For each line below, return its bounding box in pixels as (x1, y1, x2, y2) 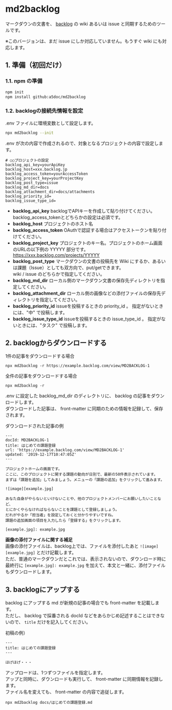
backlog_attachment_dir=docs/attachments (5, 189, 95, 194)
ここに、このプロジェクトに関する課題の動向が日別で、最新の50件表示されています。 (5, 472, 158, 477)
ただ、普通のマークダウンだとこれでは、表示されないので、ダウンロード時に (5, 556, 166, 562)
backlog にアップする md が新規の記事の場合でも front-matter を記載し (5, 600, 155, 606)
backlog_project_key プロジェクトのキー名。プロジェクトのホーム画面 (12, 239, 163, 246)
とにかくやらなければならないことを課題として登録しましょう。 (5, 507, 119, 513)
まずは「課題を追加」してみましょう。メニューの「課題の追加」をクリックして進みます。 (5, 477, 165, 482)
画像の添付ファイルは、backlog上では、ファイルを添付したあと (5, 543, 139, 549)
